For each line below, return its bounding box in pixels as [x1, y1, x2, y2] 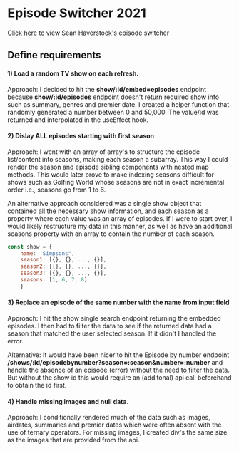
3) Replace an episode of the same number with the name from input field [7, 298, 230, 307]
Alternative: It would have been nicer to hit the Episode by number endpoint [7, 351, 230, 359]
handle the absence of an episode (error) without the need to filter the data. [7, 366, 230, 375]
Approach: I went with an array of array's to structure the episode [7, 147, 200, 156]
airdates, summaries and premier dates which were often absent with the [7, 420, 223, 429]
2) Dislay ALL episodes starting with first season [7, 132, 155, 140]
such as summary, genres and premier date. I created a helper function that [7, 100, 230, 108]
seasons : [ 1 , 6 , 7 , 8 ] [20, 276, 88, 284]
